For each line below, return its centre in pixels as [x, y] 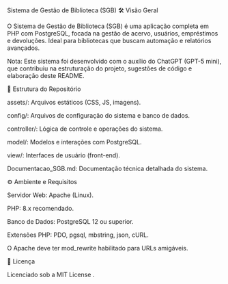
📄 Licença [21, 261]
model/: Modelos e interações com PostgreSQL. [74, 142]
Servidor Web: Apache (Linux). [51, 195]
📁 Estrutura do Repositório [44, 89]
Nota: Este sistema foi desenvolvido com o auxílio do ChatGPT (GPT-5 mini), [114, 61]
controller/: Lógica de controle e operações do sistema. [85, 129]
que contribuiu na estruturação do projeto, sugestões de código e [100, 68]
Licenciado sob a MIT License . [51, 274]
